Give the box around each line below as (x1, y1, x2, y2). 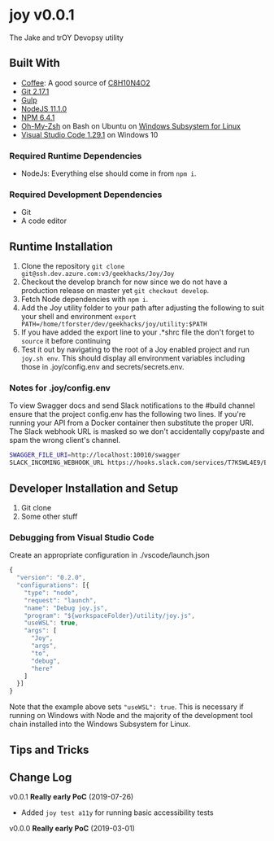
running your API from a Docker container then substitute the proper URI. (9, 418, 254, 428)
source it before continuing (20, 336, 111, 346)
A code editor (20, 216, 67, 226)
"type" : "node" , (24, 589, 80, 597)
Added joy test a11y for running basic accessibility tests (20, 808, 214, 817)
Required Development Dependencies (9, 189, 163, 200)
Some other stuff (20, 511, 78, 522)
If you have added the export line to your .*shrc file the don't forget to (20, 327, 254, 337)
